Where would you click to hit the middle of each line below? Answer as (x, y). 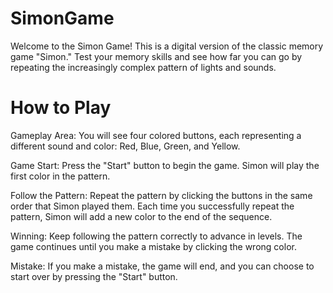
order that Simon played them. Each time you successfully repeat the (152, 206)
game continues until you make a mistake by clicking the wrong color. (153, 246)
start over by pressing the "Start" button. (94, 276)
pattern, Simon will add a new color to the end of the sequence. (141, 216)
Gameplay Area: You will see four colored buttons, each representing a (156, 135)
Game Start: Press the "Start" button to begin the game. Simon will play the (165, 165)
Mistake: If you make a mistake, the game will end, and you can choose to (162, 266)
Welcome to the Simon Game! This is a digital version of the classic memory (167, 46)
